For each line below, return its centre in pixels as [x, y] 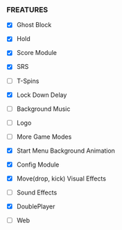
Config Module [38, 164]
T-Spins [28, 81]
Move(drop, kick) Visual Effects [61, 178]
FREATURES [27, 10]
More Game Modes [44, 137]
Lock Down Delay [42, 95]
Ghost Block [34, 25]
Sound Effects [37, 192]
